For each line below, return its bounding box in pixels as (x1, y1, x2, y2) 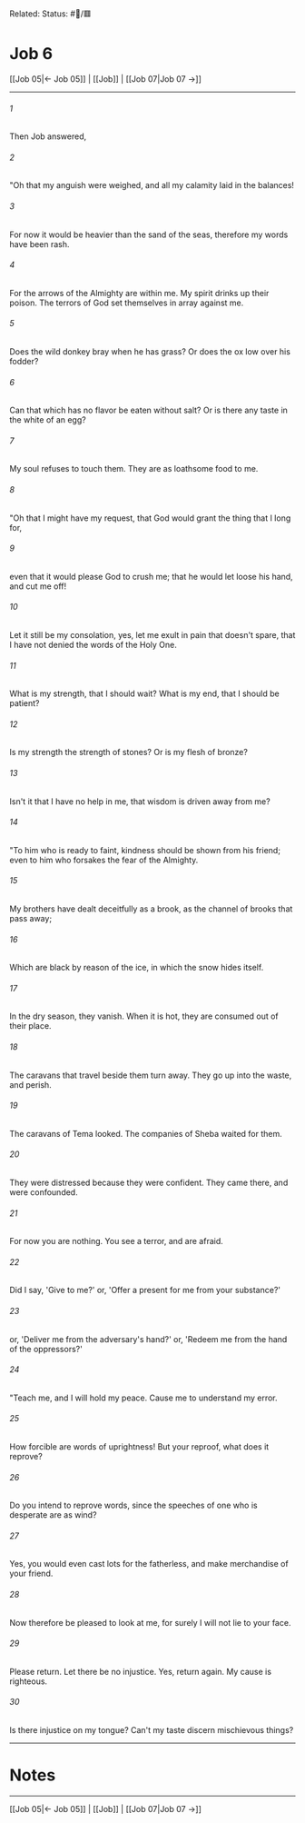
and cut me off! (9, 581, 67, 592)
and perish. (9, 1079, 52, 1090)
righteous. (9, 1676, 48, 1687)
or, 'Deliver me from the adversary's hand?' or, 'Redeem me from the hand (9, 1333, 288, 1344)
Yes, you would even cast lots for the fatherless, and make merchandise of (9, 1559, 289, 1569)
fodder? (9, 355, 39, 366)
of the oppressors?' (9, 1343, 84, 1354)
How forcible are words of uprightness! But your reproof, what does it (9, 1441, 270, 1452)
